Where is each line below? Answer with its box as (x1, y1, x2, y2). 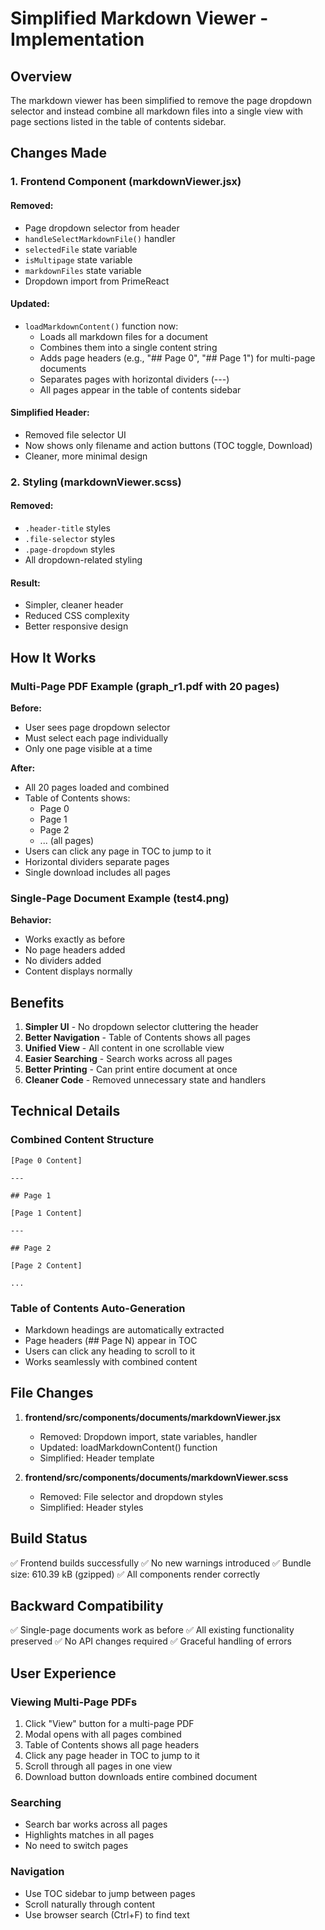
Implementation (10, 28, 145, 51)
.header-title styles (24, 522, 111, 534)
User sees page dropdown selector (24, 721, 171, 733)
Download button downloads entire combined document (24, 1771, 258, 1783)
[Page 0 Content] (10, 1155, 83, 1166)
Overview (10, 68, 73, 85)
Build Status (10, 1530, 88, 1547)
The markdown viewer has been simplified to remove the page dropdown (10, 95, 313, 106)
